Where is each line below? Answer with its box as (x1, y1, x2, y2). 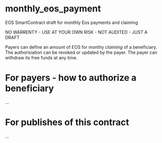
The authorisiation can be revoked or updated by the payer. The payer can (5, 49, 158, 55)
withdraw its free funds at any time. (5, 54, 78, 60)
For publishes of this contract (5, 117, 129, 128)
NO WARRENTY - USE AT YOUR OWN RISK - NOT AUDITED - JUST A (5, 29, 148, 35)
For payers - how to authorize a (5, 72, 137, 84)
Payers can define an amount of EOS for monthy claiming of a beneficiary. (5, 44, 158, 50)
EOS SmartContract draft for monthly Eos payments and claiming (5, 19, 138, 25)
